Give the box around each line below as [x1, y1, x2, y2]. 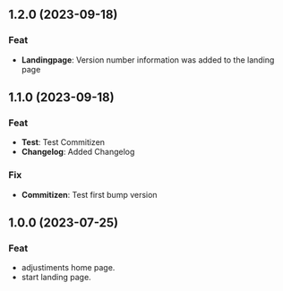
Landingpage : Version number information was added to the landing [21, 54, 275, 65]
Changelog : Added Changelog [21, 147, 135, 158]
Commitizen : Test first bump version [21, 189, 158, 200]
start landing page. [21, 272, 91, 283]
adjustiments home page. [21, 262, 116, 273]
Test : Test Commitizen [21, 137, 105, 148]
